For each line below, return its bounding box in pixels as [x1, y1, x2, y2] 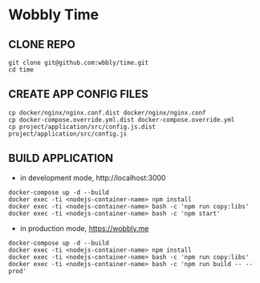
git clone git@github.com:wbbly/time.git [8, 59, 149, 67]
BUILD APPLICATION [8, 152, 114, 165]
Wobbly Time [8, 6, 100, 24]
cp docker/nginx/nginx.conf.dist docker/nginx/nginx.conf [8, 108, 206, 117]
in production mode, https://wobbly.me [19, 223, 149, 233]
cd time [8, 66, 35, 74]
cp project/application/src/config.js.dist [8, 123, 156, 131]
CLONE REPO [8, 38, 76, 51]
